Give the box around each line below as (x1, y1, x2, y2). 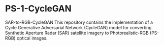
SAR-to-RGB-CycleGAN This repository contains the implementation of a (5, 19, 153, 25)
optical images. (16, 35, 48, 41)
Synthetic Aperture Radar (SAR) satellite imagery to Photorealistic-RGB (5, 30, 149, 36)
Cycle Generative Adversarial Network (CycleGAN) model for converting (5, 24, 152, 30)
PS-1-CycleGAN (5, 3, 72, 14)
